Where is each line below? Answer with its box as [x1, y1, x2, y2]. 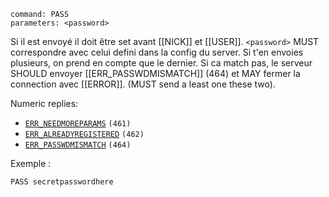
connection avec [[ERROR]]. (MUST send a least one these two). [10, 78, 276, 90]
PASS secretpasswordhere [10, 177, 114, 187]
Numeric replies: [10, 98, 79, 109]
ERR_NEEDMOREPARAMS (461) [24, 119, 132, 129]
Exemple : [10, 158, 52, 169]
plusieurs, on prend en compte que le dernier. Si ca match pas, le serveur [10, 57, 313, 69]
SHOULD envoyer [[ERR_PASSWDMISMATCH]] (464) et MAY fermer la [10, 68, 301, 79]
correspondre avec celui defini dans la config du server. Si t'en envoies [10, 46, 304, 58]
